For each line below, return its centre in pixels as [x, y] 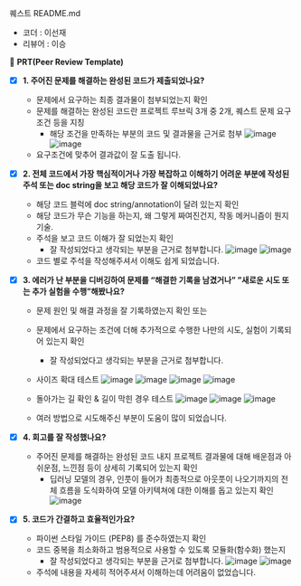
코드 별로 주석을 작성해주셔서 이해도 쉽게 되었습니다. [127, 261]
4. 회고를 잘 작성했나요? [64, 438]
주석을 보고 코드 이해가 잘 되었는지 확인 [105, 239]
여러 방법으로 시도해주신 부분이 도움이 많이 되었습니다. [132, 418]
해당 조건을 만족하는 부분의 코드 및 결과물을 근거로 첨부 [146, 134]
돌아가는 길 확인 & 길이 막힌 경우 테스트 [105, 399]
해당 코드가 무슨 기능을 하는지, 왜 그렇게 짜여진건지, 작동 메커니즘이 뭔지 [162, 216]
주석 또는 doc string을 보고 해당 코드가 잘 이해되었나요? [120, 185]
